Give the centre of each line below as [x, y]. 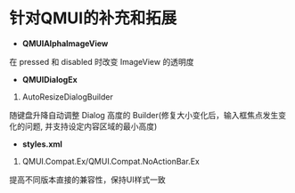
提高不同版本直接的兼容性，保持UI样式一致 [88, 180]
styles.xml [42, 144]
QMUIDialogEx [49, 79]
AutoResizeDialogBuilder [67, 96]
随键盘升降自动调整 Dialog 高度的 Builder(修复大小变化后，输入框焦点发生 [144, 115]
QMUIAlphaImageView [65, 43]
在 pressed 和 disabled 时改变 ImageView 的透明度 [102, 61]
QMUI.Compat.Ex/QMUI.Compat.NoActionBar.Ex [111, 161]
